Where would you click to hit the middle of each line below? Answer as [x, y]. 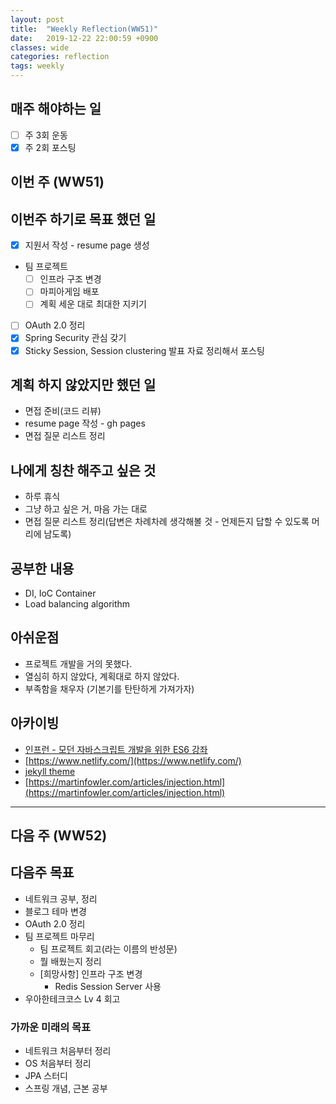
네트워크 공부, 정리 [61, 898]
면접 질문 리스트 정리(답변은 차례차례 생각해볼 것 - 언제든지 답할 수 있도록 [167, 522]
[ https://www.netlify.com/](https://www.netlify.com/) [133, 760]
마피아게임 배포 [69, 292]
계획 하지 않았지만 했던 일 [83, 384]
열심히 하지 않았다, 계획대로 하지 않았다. [102, 676]
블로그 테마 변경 [55, 911]
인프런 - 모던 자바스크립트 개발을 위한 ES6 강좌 [116, 749]
